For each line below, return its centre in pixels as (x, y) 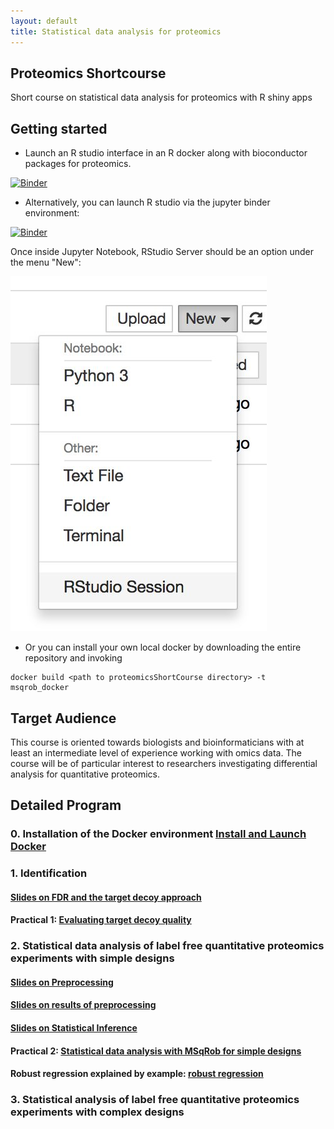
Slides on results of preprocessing (83, 1005)
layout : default (44, 21)
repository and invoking (73, 658)
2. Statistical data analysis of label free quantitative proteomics (167, 946)
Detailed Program (66, 805)
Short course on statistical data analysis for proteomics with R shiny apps (161, 97)
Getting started (59, 128)
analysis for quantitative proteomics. (85, 774)
